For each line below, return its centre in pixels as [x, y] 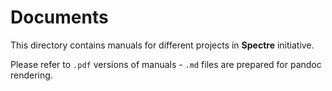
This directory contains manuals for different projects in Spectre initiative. [162, 45]
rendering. [31, 75]
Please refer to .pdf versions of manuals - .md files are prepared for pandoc [166, 64]
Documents [59, 17]
